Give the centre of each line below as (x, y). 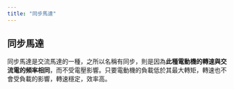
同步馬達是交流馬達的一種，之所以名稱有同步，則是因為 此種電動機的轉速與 (114, 62)
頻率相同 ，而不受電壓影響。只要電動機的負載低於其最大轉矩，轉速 (120, 70)
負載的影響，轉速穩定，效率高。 (65, 79)
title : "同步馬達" (32, 14)
